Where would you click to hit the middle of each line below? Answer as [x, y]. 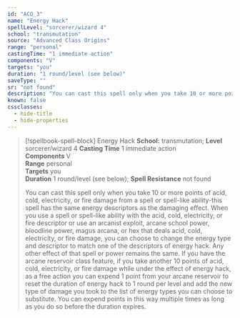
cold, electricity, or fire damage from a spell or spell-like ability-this [124, 200]
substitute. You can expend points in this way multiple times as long [125, 299]
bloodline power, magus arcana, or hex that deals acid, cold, [114, 230]
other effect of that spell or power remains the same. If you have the [125, 253]
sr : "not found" [31, 87]
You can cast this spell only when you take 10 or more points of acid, [126, 192]
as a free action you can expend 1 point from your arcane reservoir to [127, 276]
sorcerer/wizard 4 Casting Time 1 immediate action [100, 148]
